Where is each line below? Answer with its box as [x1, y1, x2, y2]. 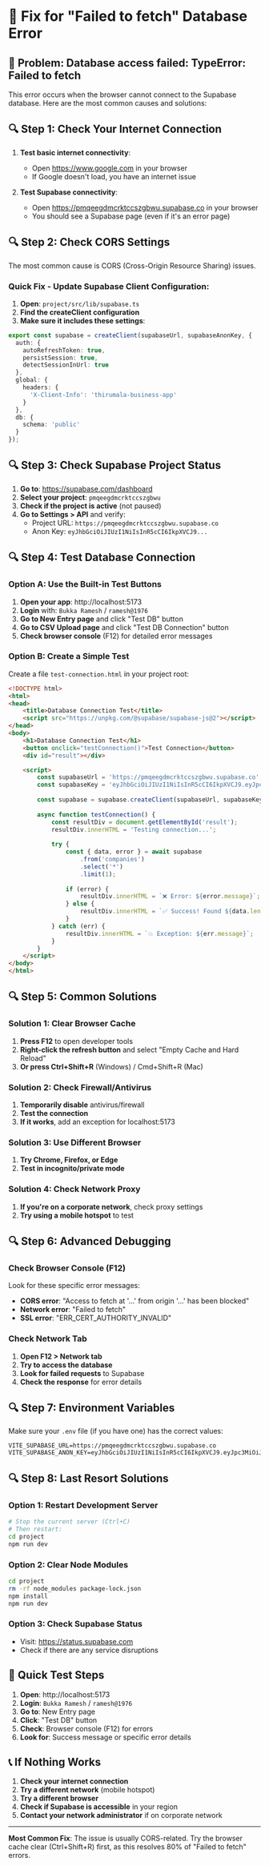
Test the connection [19, 1109, 89, 1118]
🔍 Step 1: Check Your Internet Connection [8, 122, 223, 136]
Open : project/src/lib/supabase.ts [19, 299, 140, 308]
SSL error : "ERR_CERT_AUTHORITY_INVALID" [19, 1313, 172, 1323]
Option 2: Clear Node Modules [8, 1559, 129, 1570]
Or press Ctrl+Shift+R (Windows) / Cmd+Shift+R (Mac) [19, 1061, 204, 1071]
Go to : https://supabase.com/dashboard [19, 484, 154, 493]
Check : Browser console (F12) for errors [19, 1724, 154, 1733]
